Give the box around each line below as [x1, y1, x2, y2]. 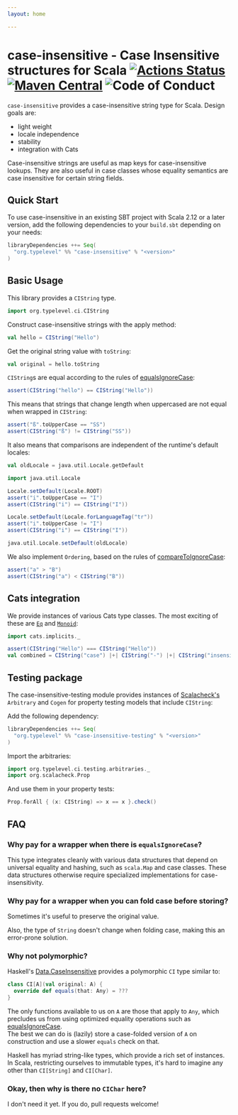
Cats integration [7, 592, 80, 604]
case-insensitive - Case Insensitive [7, 47, 220, 63]
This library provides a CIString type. [7, 293, 117, 302]
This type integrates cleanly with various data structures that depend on [7, 855, 218, 864]
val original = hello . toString [7, 360, 100, 368]
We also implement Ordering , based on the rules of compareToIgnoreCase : [7, 552, 226, 561]
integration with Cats [17, 145, 79, 153]
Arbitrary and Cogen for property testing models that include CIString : [7, 697, 213, 707]
